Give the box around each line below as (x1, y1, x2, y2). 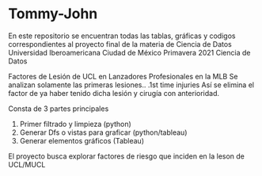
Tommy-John (8, 5, 98, 23)
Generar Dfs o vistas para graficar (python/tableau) (19, 128, 188, 137)
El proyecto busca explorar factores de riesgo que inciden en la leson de (8, 151, 245, 161)
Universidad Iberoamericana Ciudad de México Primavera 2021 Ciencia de (8, 48, 251, 57)
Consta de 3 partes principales (8, 104, 109, 113)
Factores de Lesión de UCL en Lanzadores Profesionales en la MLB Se (8, 71, 238, 81)
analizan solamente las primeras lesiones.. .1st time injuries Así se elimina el (8, 80, 255, 90)
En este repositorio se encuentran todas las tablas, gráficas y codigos (8, 31, 236, 40)
